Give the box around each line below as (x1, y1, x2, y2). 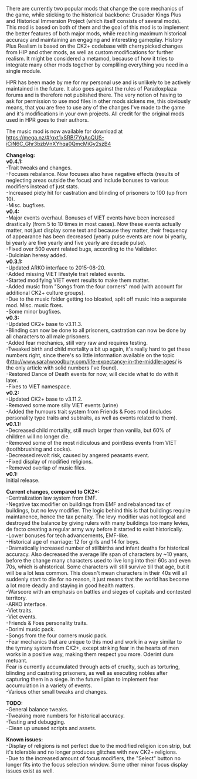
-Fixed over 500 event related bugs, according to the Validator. (6, 245, 158, 252)
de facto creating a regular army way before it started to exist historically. (6, 526, 184, 532)
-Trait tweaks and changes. (6, 164, 72, 171)
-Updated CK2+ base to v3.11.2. (6, 395, 83, 402)
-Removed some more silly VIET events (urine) (6, 402, 118, 408)
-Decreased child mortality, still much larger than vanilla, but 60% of (6, 427, 171, 434)
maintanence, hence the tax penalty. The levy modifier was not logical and (6, 513, 186, 520)
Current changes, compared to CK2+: (6, 488, 100, 495)
